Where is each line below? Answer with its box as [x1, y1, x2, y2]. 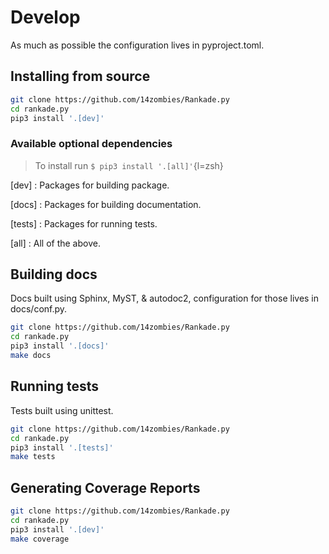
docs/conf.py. [10, 303, 68, 315]
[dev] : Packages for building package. [10, 179, 170, 191]
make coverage [10, 534, 70, 544]
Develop [10, 6, 81, 29]
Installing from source [10, 68, 151, 85]
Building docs [10, 266, 98, 283]
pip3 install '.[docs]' [10, 341, 110, 351]
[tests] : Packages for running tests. [10, 217, 158, 230]
